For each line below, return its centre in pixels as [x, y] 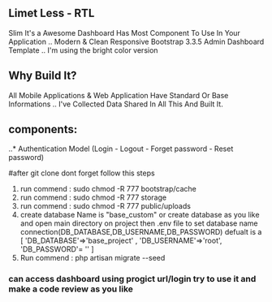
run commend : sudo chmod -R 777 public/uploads [105, 206]
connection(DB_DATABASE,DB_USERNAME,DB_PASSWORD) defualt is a [141, 232]
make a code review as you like [71, 289]
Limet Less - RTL [52, 13]
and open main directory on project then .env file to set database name [139, 223]
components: [43, 129]
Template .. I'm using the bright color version [83, 50]
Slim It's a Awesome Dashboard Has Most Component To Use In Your [125, 32]
